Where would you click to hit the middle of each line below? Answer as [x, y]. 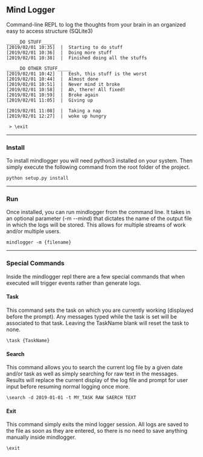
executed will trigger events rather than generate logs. [74, 283]
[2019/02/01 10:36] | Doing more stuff [59, 53]
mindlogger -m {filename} [39, 242]
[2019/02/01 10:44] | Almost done [52, 79]
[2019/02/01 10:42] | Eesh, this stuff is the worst [77, 74]
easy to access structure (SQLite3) [50, 31]
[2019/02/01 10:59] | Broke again [52, 95]
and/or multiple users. [34, 232]
